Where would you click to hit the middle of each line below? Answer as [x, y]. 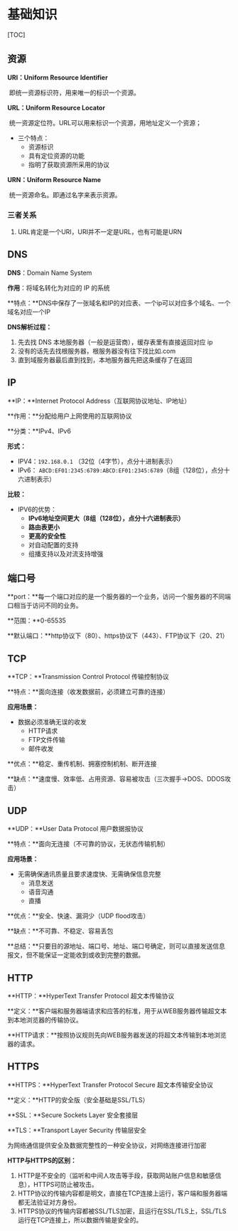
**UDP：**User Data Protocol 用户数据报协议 [76, 829]
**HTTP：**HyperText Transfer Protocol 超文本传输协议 [91, 995]
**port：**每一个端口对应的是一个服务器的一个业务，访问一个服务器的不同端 [119, 597]
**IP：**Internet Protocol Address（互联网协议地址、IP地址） [99, 401]
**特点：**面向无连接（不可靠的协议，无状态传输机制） [88, 844]
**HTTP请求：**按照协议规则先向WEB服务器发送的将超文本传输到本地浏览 [117, 1035]
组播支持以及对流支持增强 [66, 554]
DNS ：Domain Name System [50, 273]
